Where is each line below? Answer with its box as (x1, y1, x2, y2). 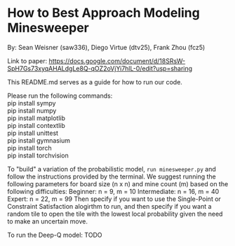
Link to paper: (7, 56, 48, 65)
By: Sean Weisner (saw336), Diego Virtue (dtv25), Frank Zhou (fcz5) (7, 43, 206, 51)
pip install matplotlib (7, 114, 65, 122)
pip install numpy (7, 106, 57, 115)
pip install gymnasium (7, 136, 70, 145)
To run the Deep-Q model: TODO (7, 231, 102, 239)
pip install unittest (7, 129, 58, 137)
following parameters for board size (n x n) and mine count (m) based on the (7, 179, 229, 188)
